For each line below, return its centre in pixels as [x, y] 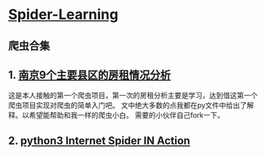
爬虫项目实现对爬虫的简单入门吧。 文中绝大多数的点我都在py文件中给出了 [128, 105]
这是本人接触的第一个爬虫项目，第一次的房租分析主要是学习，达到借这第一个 [133, 96]
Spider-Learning [63, 15]
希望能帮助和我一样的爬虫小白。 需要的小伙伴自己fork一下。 [127, 115]
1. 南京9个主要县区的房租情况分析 [90, 75]
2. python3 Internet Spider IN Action [99, 140]
